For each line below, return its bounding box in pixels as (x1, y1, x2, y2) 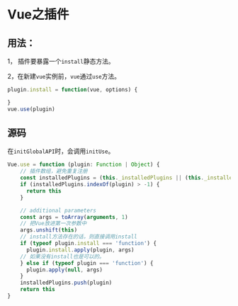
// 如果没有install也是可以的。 (20, 253, 105, 260)
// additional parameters (20, 207, 97, 214)
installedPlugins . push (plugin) (20, 279, 113, 287)
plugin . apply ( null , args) (25, 266, 103, 273)
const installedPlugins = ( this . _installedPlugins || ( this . (20, 174, 204, 181)
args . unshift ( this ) (20, 227, 78, 234)
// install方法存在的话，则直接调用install (20, 233, 138, 241)
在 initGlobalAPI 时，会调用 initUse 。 (7, 147, 115, 156)
